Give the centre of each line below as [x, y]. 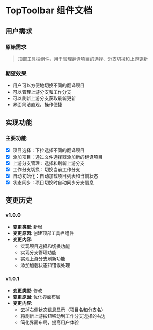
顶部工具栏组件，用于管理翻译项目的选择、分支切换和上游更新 [83, 59]
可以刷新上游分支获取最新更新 [44, 98]
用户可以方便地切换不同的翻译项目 [49, 85]
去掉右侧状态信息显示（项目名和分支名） [63, 310]
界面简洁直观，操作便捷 [37, 105]
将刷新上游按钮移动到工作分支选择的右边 [63, 316]
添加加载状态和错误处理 [45, 265]
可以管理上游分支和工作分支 [42, 92]
